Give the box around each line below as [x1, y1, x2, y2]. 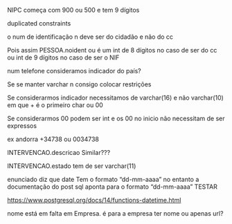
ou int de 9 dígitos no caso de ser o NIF [7, 53, 120, 62]
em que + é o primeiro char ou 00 [7, 101, 104, 109]
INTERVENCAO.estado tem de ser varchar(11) [7, 162, 136, 170]
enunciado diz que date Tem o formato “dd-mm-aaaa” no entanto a [7, 176, 199, 183]
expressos [7, 122, 37, 130]
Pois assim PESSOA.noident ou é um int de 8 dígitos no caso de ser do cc [7, 46, 217, 54]
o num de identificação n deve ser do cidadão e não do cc [7, 32, 174, 41]
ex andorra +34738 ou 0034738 [7, 135, 99, 143]
